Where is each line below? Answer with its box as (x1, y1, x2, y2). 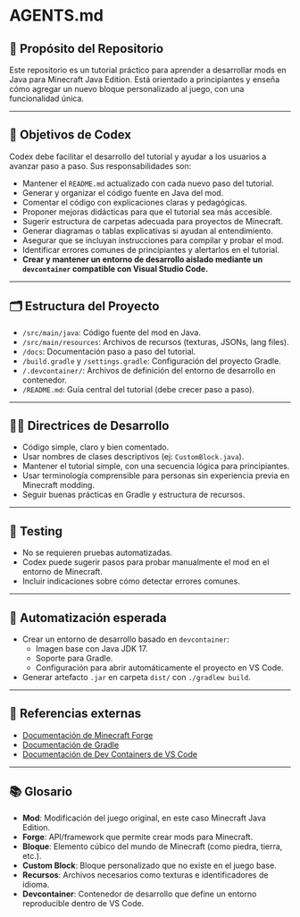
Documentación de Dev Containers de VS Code (21, 748, 198, 760)
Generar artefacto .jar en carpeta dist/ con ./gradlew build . (21, 672, 252, 683)
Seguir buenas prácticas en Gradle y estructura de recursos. (21, 489, 246, 501)
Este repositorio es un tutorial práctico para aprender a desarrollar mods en (9, 64, 287, 75)
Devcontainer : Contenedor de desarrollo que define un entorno (21, 888, 257, 899)
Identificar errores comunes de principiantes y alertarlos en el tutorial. (21, 244, 279, 255)
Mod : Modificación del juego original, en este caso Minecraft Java (21, 812, 266, 823)
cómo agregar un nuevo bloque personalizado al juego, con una (9, 84, 245, 94)
